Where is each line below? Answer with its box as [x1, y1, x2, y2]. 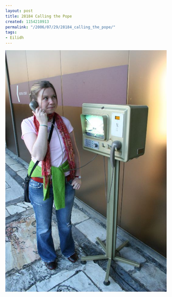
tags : [5, 30, 17, 35]
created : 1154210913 [5, 19, 50, 24]
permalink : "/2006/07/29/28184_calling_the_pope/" [5, 25, 116, 30]
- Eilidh [5, 35, 24, 40]
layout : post [5, 8, 33, 13]
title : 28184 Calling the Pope [5, 13, 72, 19]
